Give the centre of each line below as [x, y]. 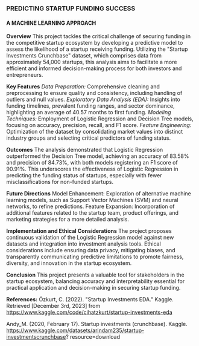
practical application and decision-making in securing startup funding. [93, 288]
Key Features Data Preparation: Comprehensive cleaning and [83, 86]
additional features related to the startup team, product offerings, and [93, 213]
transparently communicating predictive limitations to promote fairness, [95, 257]
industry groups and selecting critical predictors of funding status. [88, 138]
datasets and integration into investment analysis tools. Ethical [84, 244]
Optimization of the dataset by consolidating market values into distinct [95, 132]
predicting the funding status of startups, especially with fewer [84, 175]
